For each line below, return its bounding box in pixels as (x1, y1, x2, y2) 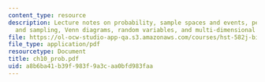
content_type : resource (8, 11, 87, 20)
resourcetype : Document (8, 48, 87, 55)
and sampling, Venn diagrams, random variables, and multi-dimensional (15, 26, 256, 34)
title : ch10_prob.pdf (8, 55, 80, 63)
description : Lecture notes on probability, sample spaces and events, (8, 19, 248, 27)
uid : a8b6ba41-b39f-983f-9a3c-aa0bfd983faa (8, 62, 154, 70)
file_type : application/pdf (8, 41, 101, 48)
